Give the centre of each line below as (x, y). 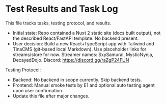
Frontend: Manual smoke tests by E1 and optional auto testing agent (84, 85)
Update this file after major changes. (51, 96)
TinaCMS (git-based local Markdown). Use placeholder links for (79, 49)
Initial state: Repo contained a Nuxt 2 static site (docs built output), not (87, 33)
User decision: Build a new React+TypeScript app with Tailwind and (83, 43)
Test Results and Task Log (62, 9)
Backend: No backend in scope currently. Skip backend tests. (77, 80)
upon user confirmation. (38, 90)
